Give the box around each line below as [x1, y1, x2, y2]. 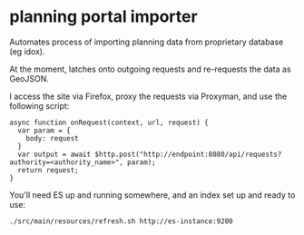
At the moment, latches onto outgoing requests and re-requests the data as [9, 64, 292, 74]
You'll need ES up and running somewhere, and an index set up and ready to [9, 189, 296, 201]
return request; [17, 165, 79, 174]
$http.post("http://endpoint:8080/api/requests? [94, 150, 282, 159]
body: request [25, 133, 79, 142]
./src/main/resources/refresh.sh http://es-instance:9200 [9, 216, 233, 226]
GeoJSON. [9, 73, 50, 83]
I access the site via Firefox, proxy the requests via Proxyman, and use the [9, 91, 288, 102]
